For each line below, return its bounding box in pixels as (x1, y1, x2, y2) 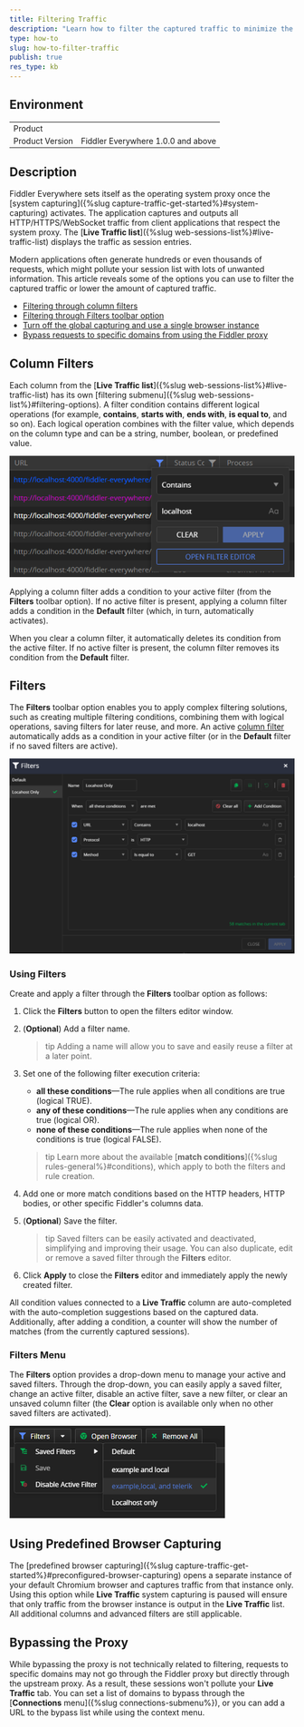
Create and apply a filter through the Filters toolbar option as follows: (9, 989, 268, 1000)
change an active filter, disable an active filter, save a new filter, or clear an (9, 1389, 288, 1400)
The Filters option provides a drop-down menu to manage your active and (9, 1370, 287, 1381)
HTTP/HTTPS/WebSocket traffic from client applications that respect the (9, 218, 280, 229)
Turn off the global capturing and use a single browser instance (22, 320, 260, 331)
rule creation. (44, 1171, 95, 1182)
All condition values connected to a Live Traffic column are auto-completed (9, 1297, 292, 1308)
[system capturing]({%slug (9, 198, 110, 209)
